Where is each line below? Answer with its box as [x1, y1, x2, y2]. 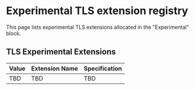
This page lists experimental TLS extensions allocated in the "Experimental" [6, 24, 190, 31]
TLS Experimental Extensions [6, 47, 116, 57]
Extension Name [31, 64, 78, 72]
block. [6, 29, 22, 36]
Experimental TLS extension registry [6, 4, 189, 18]
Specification [83, 64, 122, 72]
